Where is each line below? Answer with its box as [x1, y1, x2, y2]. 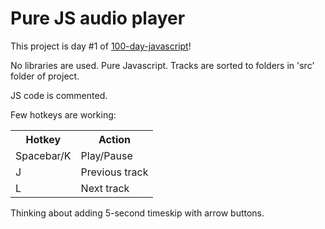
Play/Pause [80, 148, 133, 162]
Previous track [80, 165, 149, 179]
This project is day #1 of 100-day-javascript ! [10, 40, 192, 52]
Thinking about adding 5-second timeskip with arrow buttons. [10, 207, 265, 219]
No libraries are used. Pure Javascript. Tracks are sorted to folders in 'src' [10, 59, 315, 71]
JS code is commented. [10, 89, 108, 101]
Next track [80, 181, 130, 195]
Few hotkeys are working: [10, 108, 117, 121]
